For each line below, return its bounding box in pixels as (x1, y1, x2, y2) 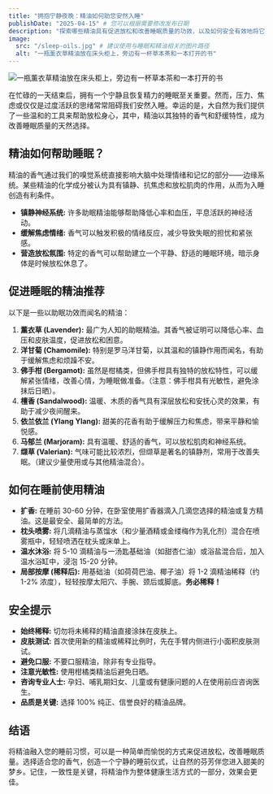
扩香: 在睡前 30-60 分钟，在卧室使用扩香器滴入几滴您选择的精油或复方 (19, 505, 257, 516)
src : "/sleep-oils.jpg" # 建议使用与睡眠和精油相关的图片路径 (15, 42, 210, 50)
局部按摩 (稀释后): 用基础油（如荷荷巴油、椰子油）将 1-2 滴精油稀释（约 (19, 566, 260, 577)
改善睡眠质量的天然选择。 (8, 121, 94, 130)
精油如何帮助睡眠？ (8, 147, 105, 161)
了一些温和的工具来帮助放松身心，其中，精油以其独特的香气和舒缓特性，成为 (8, 111, 265, 120)
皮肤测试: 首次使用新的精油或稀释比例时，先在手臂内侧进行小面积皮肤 (19, 636, 253, 646)
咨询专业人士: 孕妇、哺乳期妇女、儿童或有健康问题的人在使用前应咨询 (19, 677, 253, 687)
